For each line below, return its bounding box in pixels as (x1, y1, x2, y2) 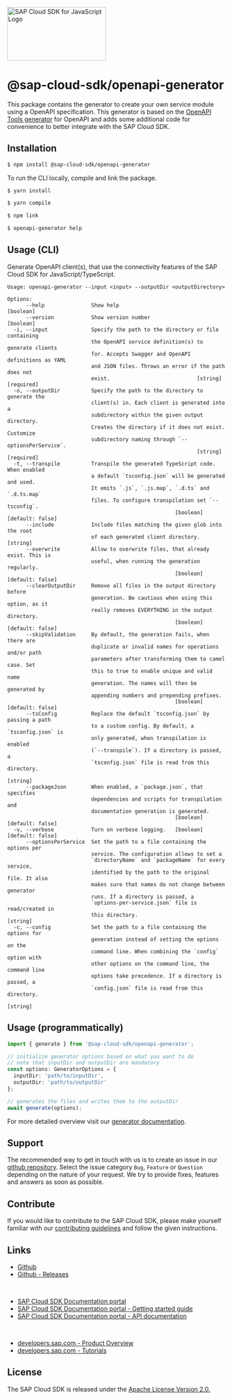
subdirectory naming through (91, 436, 176, 443)
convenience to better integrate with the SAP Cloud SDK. (7, 122, 170, 130)
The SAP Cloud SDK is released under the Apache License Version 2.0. (7, 1385, 210, 1393)
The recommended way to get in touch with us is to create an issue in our (7, 1155, 217, 1164)
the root (7, 527, 33, 534)
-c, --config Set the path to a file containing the (13, 923, 207, 930)
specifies (7, 790, 36, 797)
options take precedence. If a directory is (91, 972, 222, 979)
